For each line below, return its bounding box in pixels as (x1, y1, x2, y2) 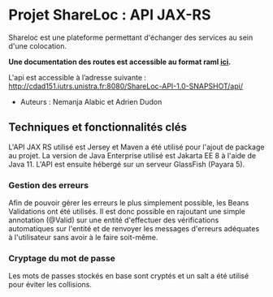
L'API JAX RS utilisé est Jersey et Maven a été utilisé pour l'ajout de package (8, 142, 265, 152)
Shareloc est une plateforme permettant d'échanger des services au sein (8, 32, 253, 42)
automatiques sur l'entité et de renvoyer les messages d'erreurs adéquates (8, 224, 260, 234)
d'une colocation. (8, 41, 67, 50)
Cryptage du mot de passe (8, 252, 115, 264)
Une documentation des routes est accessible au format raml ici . (8, 57, 232, 67)
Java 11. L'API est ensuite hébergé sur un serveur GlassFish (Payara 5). (8, 159, 245, 169)
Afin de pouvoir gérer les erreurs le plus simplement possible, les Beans (8, 198, 249, 208)
